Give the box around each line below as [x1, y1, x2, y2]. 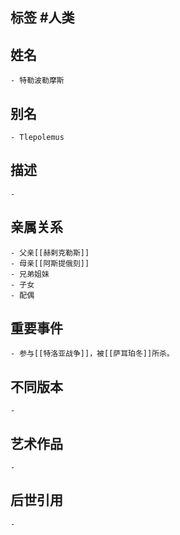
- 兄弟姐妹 [10, 269, 50, 279]
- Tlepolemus [10, 133, 65, 143]
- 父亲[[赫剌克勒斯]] [10, 248, 90, 258]
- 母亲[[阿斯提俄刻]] [10, 258, 90, 268]
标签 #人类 [10, 9, 75, 27]
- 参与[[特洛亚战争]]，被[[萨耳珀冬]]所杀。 [10, 349, 175, 359]
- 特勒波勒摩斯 [10, 76, 65, 86]
